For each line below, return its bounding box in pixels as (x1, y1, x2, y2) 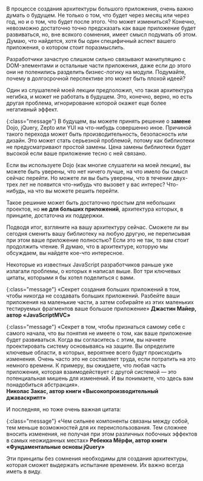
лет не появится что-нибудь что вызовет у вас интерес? (19, 181, 165, 188)
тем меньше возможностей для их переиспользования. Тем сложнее (6, 424, 187, 431)
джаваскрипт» (6, 394, 47, 401)
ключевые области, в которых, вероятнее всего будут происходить (6, 349, 182, 356)
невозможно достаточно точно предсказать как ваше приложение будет (6, 24, 196, 32)
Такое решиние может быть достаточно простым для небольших (6, 199, 176, 206)
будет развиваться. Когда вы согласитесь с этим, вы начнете (6, 336, 167, 343)
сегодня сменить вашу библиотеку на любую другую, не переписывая (6, 230, 191, 237)
